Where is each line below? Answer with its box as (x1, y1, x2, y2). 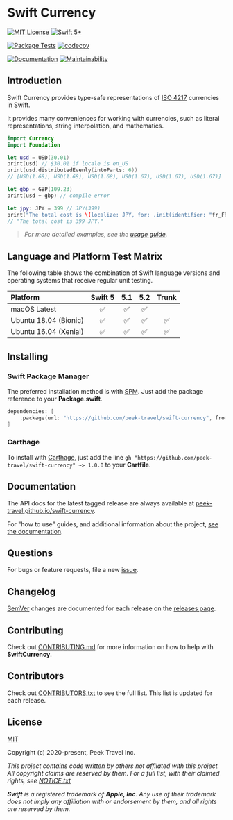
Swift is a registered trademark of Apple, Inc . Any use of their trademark (7, 789, 216, 798)
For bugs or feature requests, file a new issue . (7, 566, 139, 574)
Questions (7, 547, 53, 559)
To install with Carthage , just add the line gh (7, 453, 132, 461)
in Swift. (7, 101, 31, 109)
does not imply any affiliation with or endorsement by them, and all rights (7, 797, 217, 805)
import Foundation (7, 141, 60, 149)
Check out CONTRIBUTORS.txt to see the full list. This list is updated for (7, 689, 213, 697)
